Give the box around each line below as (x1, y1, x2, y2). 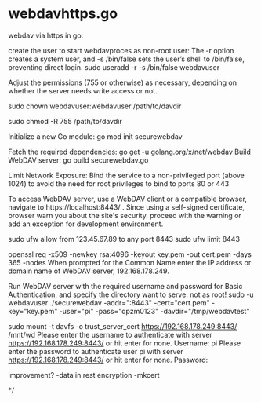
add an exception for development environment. (8, 219, 164, 228)
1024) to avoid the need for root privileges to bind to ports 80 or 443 (8, 178, 230, 188)
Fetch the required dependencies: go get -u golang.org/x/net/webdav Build (8, 147, 251, 156)
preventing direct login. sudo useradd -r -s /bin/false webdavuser (8, 62, 220, 71)
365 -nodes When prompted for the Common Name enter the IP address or (8, 258, 252, 267)
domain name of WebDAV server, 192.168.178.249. (8, 266, 170, 276)
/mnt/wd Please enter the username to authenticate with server (8, 330, 213, 339)
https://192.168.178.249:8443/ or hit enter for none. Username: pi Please (8, 338, 241, 348)
